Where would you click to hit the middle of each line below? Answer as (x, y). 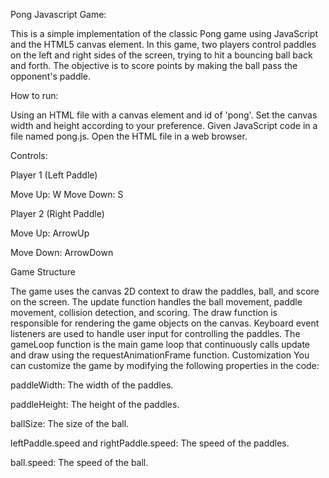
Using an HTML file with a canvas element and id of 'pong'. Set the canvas (164, 115)
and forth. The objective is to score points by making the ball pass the (154, 65)
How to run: (34, 95)
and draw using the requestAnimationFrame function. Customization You (160, 355)
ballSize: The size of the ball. (70, 423)
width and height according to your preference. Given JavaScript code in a (164, 125)
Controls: (29, 155)
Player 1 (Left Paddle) (54, 175)
